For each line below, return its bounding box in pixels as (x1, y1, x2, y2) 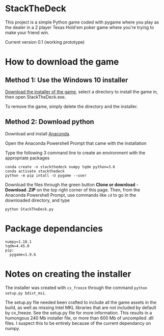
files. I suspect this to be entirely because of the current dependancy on (5, 320, 151, 326)
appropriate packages (5, 155, 50, 161)
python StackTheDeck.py (5, 207, 54, 211)
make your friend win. (5, 29, 50, 35)
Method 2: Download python (5, 118, 94, 126)
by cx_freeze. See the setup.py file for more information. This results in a (5, 310, 152, 315)
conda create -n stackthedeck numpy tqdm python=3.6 (5, 164, 115, 169)
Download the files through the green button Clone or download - (5, 181, 139, 187)
